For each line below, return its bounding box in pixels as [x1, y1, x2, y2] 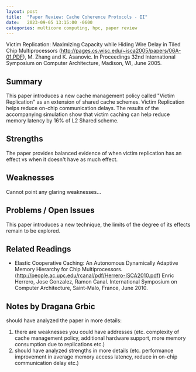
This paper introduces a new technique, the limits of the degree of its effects [6, 221, 191, 228]
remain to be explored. [6, 227, 61, 234]
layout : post [6, 8, 38, 15]
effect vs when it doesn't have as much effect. [6, 156, 118, 163]
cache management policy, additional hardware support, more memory [14, 335, 186, 342]
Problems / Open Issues [6, 206, 95, 216]
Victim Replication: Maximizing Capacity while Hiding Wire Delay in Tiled [6, 41, 181, 48]
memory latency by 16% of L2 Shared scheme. [6, 117, 119, 124]
